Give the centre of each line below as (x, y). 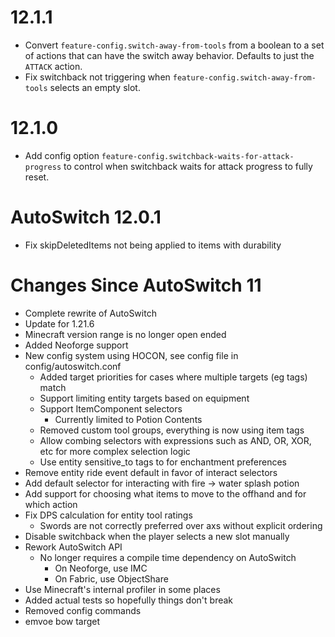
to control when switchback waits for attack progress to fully (188, 166)
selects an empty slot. (95, 87)
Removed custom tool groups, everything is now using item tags (172, 430)
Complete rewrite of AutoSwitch (90, 313)
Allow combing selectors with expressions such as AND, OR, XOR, (175, 440)
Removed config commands (83, 610)
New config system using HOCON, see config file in (131, 355)
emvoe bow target (62, 621)
